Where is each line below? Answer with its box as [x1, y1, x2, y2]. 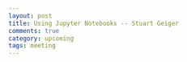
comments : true [8, 27, 60, 35]
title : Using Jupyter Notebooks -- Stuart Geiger [8, 19, 180, 27]
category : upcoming [8, 34, 74, 43]
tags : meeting [8, 42, 57, 50]
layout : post [8, 11, 53, 20]
